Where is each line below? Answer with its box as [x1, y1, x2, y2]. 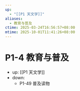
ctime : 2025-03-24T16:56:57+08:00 [5, 25, 76, 30]
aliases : [5, 16, 23, 21]
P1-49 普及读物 [19, 80, 50, 86]
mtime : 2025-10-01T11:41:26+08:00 [5, 30, 76, 35]
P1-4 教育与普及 [5, 52, 69, 63]
